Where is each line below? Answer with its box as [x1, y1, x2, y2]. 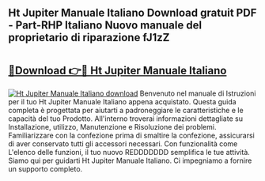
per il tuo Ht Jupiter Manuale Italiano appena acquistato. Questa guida [8, 97, 237, 106]
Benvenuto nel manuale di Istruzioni [139, 89, 256, 98]
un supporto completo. [8, 164, 83, 173]
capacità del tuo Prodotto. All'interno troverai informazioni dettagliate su [8, 114, 244, 123]
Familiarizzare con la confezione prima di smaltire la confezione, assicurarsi [8, 130, 255, 140]
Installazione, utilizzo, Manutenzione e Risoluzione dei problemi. [8, 123, 217, 131]
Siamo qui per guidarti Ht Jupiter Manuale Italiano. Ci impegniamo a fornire [8, 156, 252, 165]
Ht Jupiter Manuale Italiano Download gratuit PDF [8, 6, 257, 20]
